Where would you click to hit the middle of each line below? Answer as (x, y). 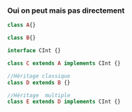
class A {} (22, 25)
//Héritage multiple (39, 95)
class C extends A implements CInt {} (64, 63)
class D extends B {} (39, 82)
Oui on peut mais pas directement (66, 11)
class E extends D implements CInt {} (64, 102)
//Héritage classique (39, 76)
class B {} (22, 38)
